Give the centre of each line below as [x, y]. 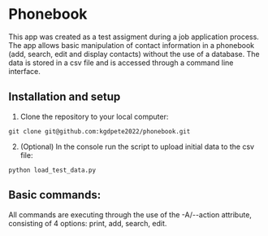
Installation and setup [65, 97]
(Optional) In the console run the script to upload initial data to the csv [137, 146]
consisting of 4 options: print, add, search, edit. [88, 223]
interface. [24, 71]
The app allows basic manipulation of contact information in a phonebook [132, 45]
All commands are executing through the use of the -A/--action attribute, [130, 214]
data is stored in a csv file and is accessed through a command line [121, 63]
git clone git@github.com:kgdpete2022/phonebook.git [99, 131]
